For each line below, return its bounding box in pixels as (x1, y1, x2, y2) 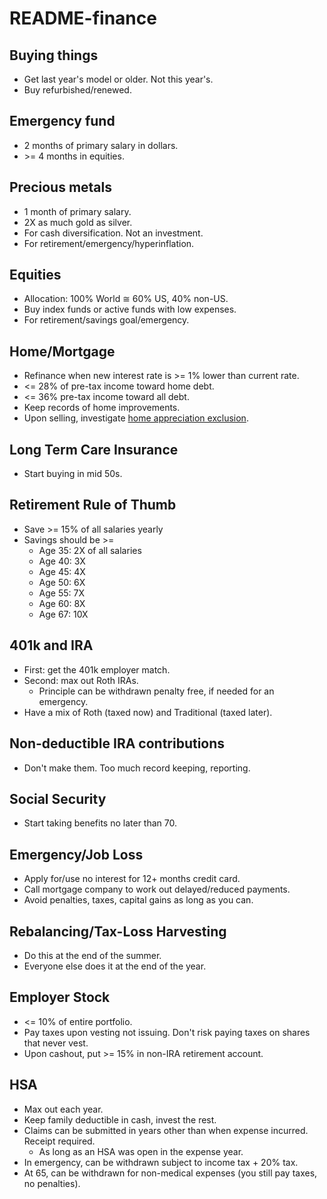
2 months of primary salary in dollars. (23, 139, 179, 151)
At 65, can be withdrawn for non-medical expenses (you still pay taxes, (23, 1167, 318, 1179)
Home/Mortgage (9, 343, 116, 360)
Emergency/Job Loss (9, 846, 144, 863)
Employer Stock (9, 989, 111, 1006)
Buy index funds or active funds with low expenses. (23, 303, 237, 316)
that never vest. (23, 1037, 89, 1049)
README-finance (9, 7, 157, 30)
